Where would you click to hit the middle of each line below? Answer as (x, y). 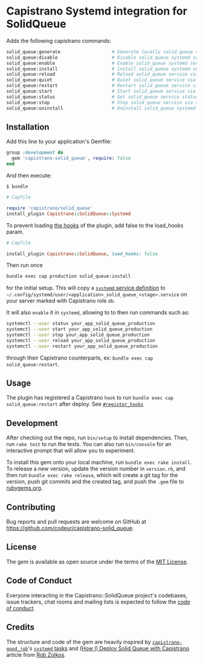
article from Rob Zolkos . (36, 654)
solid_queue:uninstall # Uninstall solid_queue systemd (101, 108)
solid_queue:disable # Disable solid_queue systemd (98, 58)
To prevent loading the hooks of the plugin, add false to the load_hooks (95, 225)
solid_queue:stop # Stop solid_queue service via (100, 102)
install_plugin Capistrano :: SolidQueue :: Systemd (69, 214)
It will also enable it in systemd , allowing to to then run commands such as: (98, 312)
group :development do (35, 153)
